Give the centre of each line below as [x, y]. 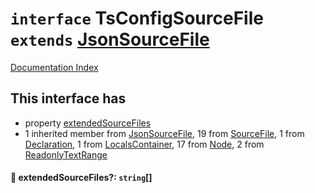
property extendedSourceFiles [88, 123]
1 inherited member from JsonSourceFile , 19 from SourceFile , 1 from [164, 133]
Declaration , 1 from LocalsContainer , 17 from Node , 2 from [144, 144]
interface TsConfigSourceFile [137, 18]
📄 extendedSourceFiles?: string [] [81, 178]
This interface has [68, 98]
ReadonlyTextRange [66, 154]
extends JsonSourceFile [110, 39]
